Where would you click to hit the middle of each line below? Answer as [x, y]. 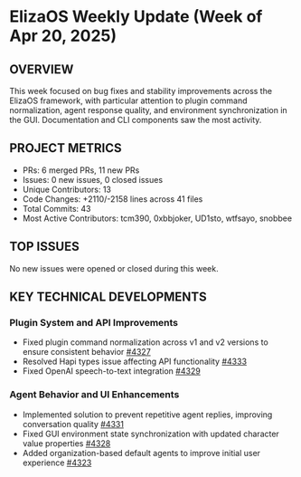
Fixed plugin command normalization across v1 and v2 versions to [145, 342]
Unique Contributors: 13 [66, 189]
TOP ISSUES [44, 247]
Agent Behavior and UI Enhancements [94, 395]
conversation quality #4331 [73, 424]
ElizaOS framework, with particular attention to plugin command [128, 100]
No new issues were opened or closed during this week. [114, 268]
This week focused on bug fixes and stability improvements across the [141, 91]
